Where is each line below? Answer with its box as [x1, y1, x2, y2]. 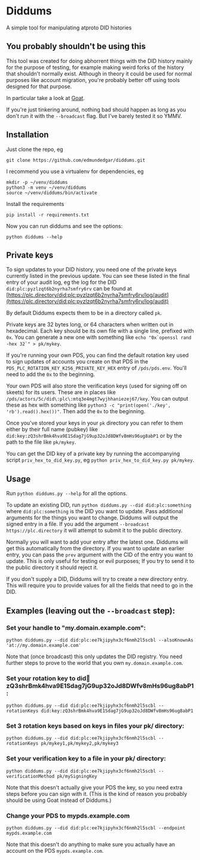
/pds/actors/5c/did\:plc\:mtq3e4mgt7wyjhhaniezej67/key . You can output [6, 395, 189, 402]
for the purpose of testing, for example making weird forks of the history [6, 63, 184, 71]
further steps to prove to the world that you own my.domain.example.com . [6, 659, 183, 666]
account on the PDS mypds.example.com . [6, 847, 104, 855]
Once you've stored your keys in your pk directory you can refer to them [6, 419, 183, 426]
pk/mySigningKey [57, 773, 97, 779]
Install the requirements [6, 200, 64, 207]
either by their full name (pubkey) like [6, 426, 99, 433]
